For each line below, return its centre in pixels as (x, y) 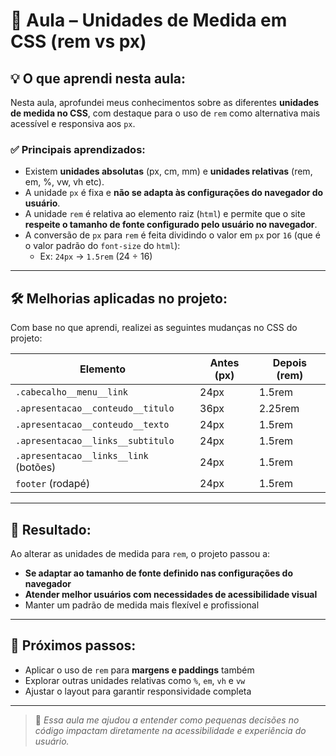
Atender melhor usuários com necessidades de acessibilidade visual (171, 594)
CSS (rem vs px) (78, 41)
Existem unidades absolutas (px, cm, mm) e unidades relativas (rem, (168, 171)
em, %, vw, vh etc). (64, 182)
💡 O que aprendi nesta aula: (98, 78)
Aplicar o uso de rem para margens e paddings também (139, 670)
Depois (290, 363)
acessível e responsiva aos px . (73, 123)
